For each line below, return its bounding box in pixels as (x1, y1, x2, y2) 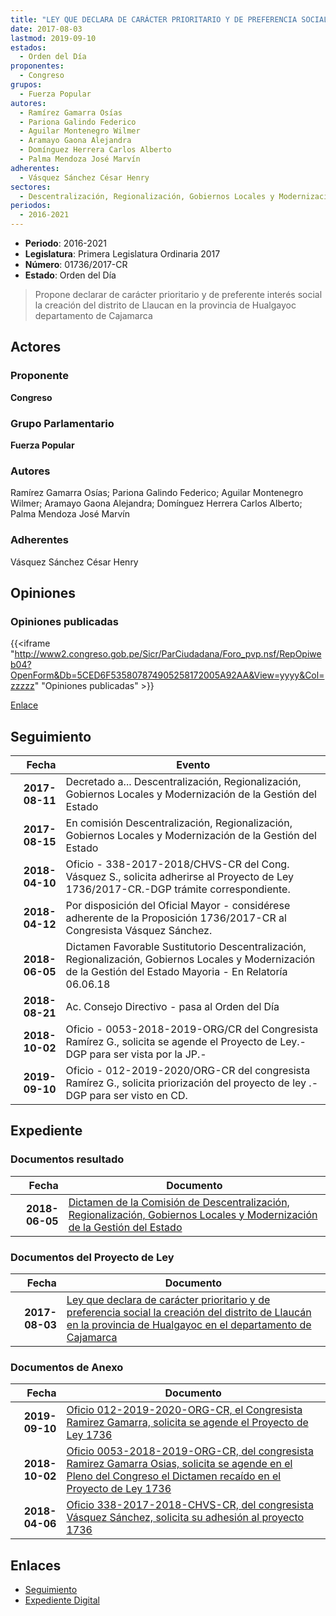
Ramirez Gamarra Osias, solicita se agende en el (66, 1457, 293, 1471)
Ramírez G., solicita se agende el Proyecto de (65, 1035, 278, 1049)
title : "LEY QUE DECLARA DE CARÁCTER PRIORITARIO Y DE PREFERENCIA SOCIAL (10, 14, 329, 25)
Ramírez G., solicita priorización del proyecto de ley (65, 1076, 307, 1090)
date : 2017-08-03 (10, 24, 83, 34)
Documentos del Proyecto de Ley (10, 1250, 175, 1264)
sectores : (10, 182, 52, 192)
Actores (10, 339, 62, 356)
